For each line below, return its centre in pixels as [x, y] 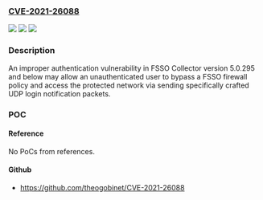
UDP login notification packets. [60, 93]
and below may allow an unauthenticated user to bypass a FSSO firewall [128, 76]
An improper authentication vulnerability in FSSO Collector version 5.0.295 [132, 68]
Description [32, 51]
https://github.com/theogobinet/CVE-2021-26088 [102, 187]
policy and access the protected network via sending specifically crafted [129, 85]
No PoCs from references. [51, 151]
